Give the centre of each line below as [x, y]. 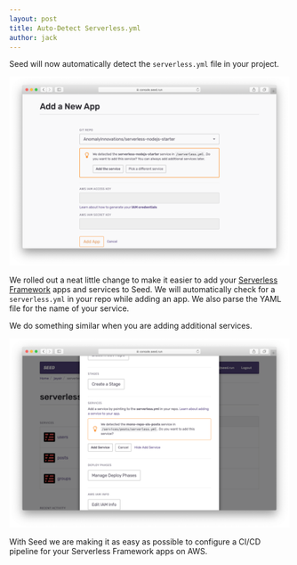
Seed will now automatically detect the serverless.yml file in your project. [144, 64]
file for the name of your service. [69, 308]
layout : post [33, 19]
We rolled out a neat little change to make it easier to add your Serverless [144, 280]
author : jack [33, 37]
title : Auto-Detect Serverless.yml [75, 28]
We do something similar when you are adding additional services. [131, 325]
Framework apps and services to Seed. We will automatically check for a [142, 289]
